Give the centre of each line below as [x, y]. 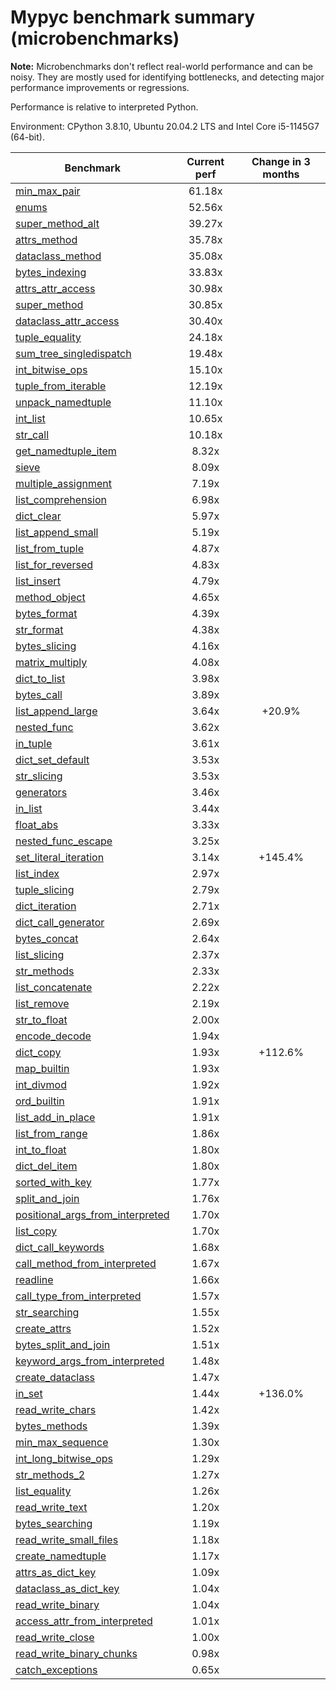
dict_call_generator [60, 922]
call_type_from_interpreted [78, 1296]
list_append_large [56, 711]
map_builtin [42, 1068]
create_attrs [43, 1328]
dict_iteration [46, 906]
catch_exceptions [56, 1669]
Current [205, 161]
